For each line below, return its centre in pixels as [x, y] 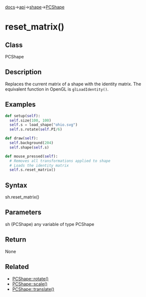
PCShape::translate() [33, 289]
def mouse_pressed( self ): [31, 156]
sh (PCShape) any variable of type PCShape [50, 224]
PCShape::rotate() [30, 278]
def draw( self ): [22, 138]
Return [16, 240]
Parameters [23, 212]
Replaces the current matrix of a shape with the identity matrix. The [73, 84]
